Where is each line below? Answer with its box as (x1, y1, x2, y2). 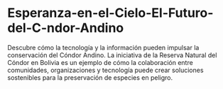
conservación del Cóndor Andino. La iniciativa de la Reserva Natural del (7, 51, 217, 59)
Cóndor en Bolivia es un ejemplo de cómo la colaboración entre (7, 58, 193, 66)
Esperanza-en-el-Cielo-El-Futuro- (7, 5, 214, 21)
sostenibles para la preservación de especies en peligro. (7, 73, 173, 82)
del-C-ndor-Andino (7, 20, 124, 36)
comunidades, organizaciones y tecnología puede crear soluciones (7, 66, 204, 74)
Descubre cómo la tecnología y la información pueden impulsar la (7, 43, 200, 52)
